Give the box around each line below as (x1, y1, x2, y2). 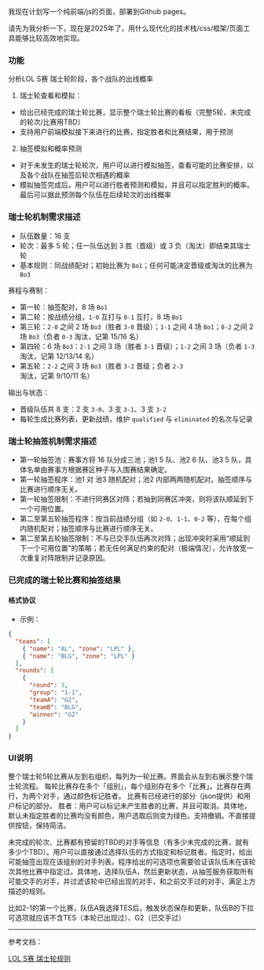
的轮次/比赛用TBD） (19, 117, 85, 127)
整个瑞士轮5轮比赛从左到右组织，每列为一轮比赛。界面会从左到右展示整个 (8, 772, 247, 781)
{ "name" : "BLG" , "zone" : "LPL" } (22, 652, 135, 660)
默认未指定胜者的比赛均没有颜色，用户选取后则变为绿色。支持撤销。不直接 (8, 811, 249, 821)
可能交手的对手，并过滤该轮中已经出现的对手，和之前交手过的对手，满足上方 (8, 877, 256, 886)
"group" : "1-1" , (28, 689, 82, 697)
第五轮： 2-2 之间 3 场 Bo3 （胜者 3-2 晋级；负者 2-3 (19, 361, 183, 371)
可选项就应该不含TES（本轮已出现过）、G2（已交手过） (8, 913, 186, 923)
